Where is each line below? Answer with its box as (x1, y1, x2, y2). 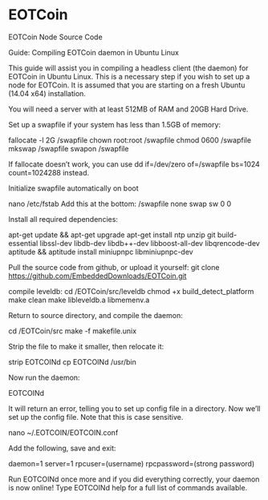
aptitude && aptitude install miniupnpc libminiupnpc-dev (8, 247, 194, 256)
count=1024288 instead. (8, 167, 90, 177)
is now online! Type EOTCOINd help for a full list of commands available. (8, 482, 248, 492)
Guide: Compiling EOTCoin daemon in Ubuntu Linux (8, 47, 179, 57)
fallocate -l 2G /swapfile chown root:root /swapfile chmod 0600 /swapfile (8, 135, 251, 145)
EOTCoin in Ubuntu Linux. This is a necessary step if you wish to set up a (8, 71, 250, 81)
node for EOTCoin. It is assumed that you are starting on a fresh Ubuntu (8, 80, 246, 90)
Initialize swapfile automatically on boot (8, 183, 139, 193)
